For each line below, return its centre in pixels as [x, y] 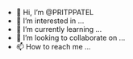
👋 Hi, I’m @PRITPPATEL [55, 12]
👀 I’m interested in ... [50, 21]
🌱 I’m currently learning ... [59, 29]
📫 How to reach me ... [53, 47]
